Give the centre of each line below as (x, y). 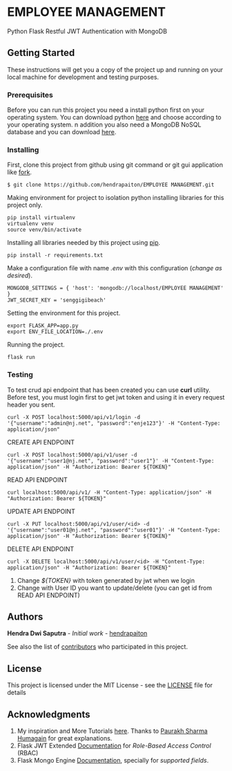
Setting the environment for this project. (64, 313)
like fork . (20, 172)
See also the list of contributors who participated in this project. (98, 647)
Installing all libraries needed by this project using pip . (84, 243)
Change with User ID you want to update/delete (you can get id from (115, 588)
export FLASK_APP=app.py (43, 326)
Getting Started (41, 53)
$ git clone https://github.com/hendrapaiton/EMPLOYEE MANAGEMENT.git (111, 185)
